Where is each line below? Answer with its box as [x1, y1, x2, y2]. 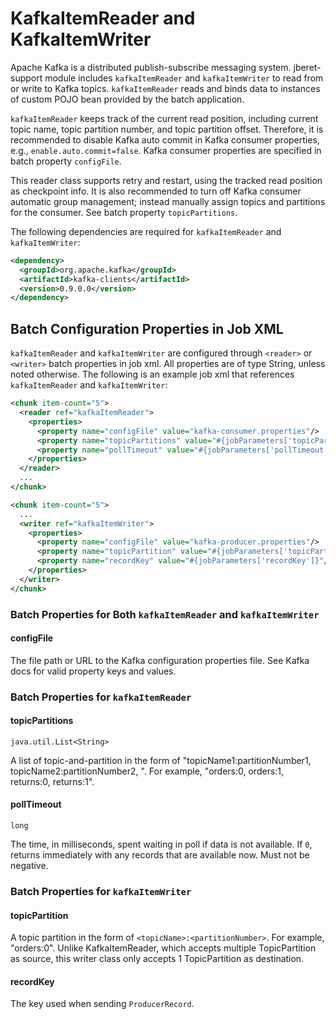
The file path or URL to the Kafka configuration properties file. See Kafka [10, 654, 310, 666]
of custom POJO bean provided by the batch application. [10, 93, 245, 105]
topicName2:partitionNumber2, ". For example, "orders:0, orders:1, [10, 765, 285, 777]
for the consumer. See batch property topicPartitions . [10, 206, 238, 218]
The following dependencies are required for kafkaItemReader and [10, 225, 282, 237]
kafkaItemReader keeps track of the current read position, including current [10, 112, 319, 124]
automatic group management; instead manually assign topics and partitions [10, 195, 326, 207]
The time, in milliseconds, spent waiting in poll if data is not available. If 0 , [10, 838, 313, 851]
